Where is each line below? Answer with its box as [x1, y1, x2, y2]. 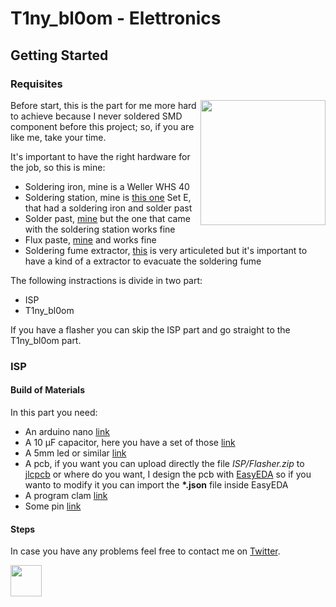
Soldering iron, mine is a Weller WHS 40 [24, 180, 190, 192]
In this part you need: [10, 407, 98, 418]
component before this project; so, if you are [10, 120, 195, 132]
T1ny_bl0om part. [10, 334, 82, 346]
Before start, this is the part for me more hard [10, 99, 197, 111]
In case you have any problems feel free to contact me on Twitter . [10, 545, 281, 557]
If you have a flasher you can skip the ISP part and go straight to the [10, 323, 291, 336]
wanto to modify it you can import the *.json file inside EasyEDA [24, 479, 289, 491]
